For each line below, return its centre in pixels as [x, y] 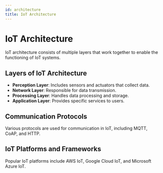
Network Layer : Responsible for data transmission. [64, 90]
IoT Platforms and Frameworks [53, 149]
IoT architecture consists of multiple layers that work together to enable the [81, 52]
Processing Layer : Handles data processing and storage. [71, 96]
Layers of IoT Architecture [46, 73]
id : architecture [23, 10]
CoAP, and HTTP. [23, 133]
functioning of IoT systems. [33, 58]
